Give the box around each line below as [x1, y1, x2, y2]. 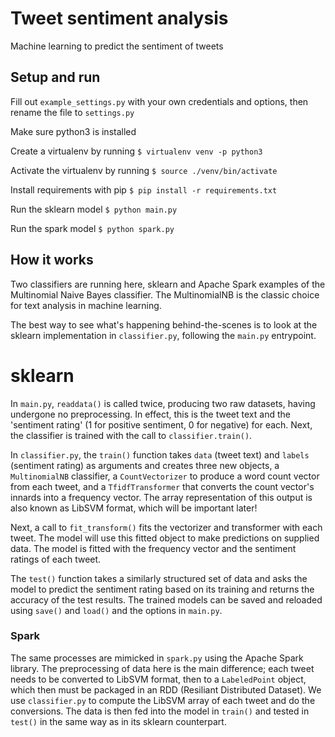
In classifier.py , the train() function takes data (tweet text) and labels [10, 448, 310, 461]
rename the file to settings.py [10, 106, 135, 118]
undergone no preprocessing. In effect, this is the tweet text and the [10, 408, 291, 420]
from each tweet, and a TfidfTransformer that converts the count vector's [10, 480, 315, 492]
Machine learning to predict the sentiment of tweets [10, 40, 224, 52]
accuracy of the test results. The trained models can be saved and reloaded [10, 593, 323, 606]
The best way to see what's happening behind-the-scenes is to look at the [10, 318, 318, 331]
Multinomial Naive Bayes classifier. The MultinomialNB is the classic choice [10, 288, 320, 301]
